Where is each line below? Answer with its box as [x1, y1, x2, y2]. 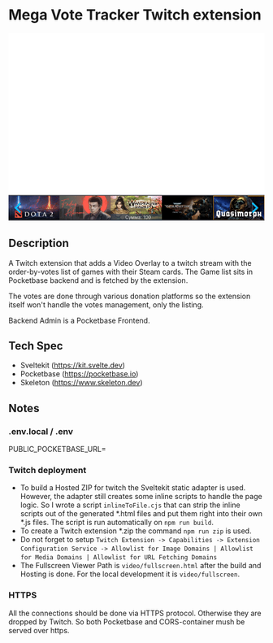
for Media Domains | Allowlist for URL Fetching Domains [19, 554, 218, 562]
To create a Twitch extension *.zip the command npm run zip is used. [19, 526, 252, 536]
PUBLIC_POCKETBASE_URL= [8, 445, 107, 454]
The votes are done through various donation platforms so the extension [8, 291, 251, 301]
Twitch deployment [8, 465, 87, 476]
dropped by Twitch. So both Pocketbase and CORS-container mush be [8, 616, 245, 627]
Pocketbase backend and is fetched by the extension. [8, 275, 188, 285]
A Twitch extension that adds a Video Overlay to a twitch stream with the [8, 258, 252, 267]
